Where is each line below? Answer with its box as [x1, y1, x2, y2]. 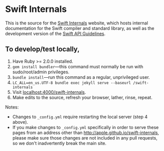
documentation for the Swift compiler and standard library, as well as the [5, 25, 155, 31]
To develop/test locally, [5, 45, 80, 53]
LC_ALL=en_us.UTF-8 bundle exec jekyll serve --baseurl [12, 80, 131, 85]
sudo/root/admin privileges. [12, 69, 70, 75]
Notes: [5, 104, 19, 110]
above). [12, 119, 28, 125]
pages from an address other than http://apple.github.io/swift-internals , [12, 130, 160, 136]
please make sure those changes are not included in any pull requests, [12, 135, 158, 141]
